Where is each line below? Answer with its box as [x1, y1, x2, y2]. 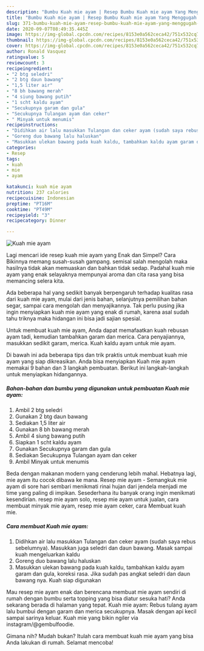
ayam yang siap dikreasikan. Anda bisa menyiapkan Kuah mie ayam [6, 358, 175, 365]
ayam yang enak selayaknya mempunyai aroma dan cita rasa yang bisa [6, 271, 184, 278]
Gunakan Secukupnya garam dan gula [15, 445, 111, 453]
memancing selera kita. [6, 277, 65, 284]
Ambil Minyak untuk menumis [15, 458, 89, 466]
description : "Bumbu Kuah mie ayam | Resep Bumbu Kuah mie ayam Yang [6, 9, 186, 15]
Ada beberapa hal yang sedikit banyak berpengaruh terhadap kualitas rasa [6, 289, 193, 297]
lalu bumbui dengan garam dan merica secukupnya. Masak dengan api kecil [6, 608, 197, 615]
